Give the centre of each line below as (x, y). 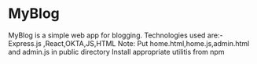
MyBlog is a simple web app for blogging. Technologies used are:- (116, 35)
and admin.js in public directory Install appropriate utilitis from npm (116, 52)
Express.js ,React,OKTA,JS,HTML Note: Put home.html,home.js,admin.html (129, 43)
